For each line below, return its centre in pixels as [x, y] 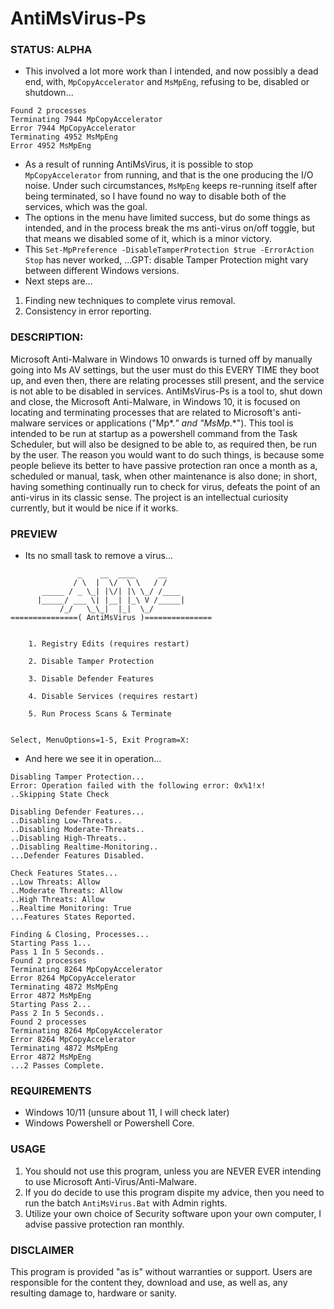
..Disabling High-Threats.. [69, 838]
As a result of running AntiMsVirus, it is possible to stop [139, 164]
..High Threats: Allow [57, 900]
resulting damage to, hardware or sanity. [94, 1293]
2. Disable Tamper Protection [91, 662]
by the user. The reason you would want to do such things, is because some [167, 454]
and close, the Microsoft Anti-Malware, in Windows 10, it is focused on [155, 401]
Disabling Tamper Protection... [77, 777]
